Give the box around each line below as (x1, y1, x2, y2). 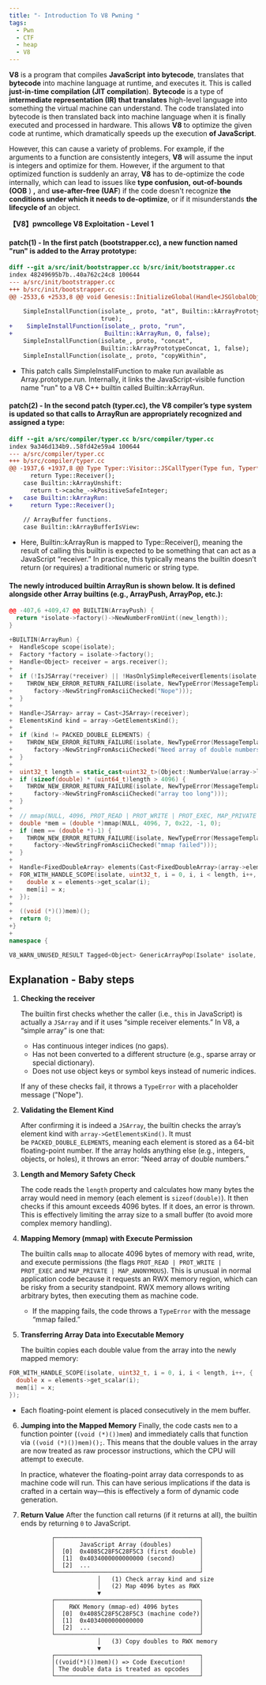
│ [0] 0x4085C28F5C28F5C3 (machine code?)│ (51, 1609, 204, 1618)
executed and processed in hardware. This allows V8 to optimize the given (9, 120, 252, 130)
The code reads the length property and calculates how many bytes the (20, 1185, 255, 1194)
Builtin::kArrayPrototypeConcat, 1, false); (100, 344, 249, 352)
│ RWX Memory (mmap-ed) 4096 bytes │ (51, 1603, 204, 1611)
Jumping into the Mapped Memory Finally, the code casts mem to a (20, 1420, 238, 1430)
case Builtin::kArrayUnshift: (23, 480, 123, 487)
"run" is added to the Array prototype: (9, 246, 137, 255)
